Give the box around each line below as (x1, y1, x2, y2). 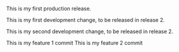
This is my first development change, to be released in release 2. (6, 17, 165, 23)
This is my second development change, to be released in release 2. (6, 28, 174, 35)
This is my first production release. (6, 5, 92, 12)
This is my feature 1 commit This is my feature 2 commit (6, 40, 143, 46)
